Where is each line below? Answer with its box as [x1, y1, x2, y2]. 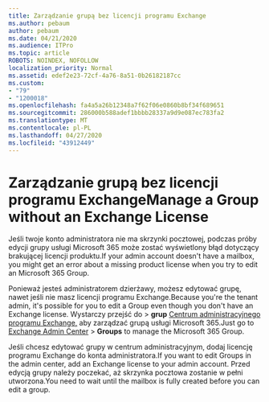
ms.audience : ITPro [8, 42, 74, 50]
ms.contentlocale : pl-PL [8, 124, 92, 132]
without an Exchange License [8, 207, 209, 226]
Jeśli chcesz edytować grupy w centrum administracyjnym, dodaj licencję [8, 343, 253, 352]
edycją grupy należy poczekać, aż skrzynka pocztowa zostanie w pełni [8, 367, 243, 378]
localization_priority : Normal [8, 64, 113, 72]
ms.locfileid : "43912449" [8, 138, 95, 147]
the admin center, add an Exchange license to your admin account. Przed [8, 359, 251, 369]
